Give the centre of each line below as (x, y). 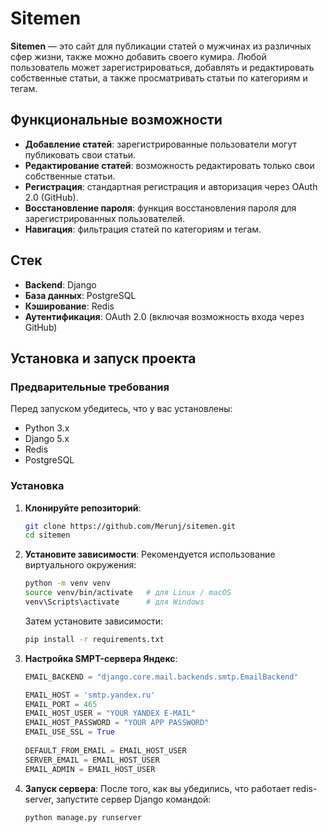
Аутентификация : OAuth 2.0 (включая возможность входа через (164, 316)
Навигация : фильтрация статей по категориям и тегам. (143, 229)
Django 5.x (47, 439)
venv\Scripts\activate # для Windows (114, 602)
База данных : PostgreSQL (80, 295)
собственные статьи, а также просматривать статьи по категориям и (159, 78)
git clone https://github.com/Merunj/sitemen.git (130, 526)
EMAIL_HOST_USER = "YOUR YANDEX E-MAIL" (110, 713)
